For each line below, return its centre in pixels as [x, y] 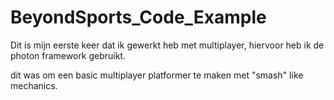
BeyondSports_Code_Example [138, 17]
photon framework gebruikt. [68, 55]
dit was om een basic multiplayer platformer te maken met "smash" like [157, 75]
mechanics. [34, 85]
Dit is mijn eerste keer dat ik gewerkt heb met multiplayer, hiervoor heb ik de [167, 45]
